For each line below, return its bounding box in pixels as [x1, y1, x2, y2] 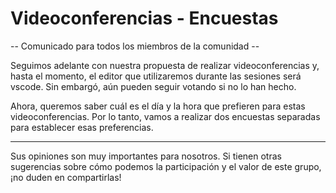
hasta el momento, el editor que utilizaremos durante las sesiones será [10, 70, 302, 82]
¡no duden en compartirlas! [10, 171, 122, 183]
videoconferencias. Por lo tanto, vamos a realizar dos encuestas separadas [10, 110, 321, 122]
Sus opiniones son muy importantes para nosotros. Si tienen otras [10, 150, 282, 162]
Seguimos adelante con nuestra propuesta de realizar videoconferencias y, [10, 59, 320, 71]
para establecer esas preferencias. [10, 121, 154, 133]
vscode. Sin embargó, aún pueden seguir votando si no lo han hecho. [10, 80, 297, 92]
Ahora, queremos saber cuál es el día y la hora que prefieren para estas [10, 100, 306, 112]
